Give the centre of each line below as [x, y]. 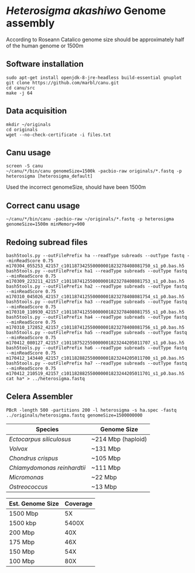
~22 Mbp [104, 477]
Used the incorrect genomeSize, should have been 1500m [76, 187]
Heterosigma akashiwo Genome [86, 11]
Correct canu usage [43, 205]
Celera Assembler [40, 397]
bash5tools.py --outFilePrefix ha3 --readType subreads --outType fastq [97, 302]
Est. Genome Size [34, 503]
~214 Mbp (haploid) [119, 439]
